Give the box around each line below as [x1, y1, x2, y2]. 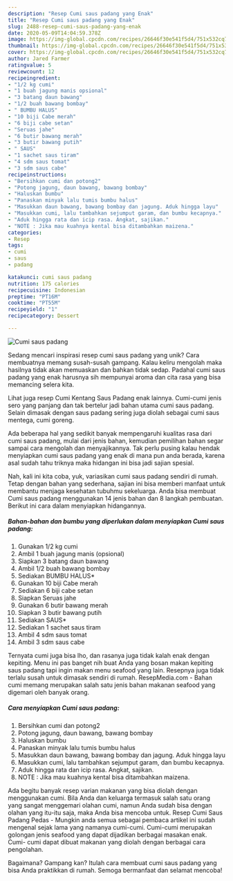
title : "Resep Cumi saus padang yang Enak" [8, 17, 136, 24]
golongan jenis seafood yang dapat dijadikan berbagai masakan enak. [8, 830, 207, 839]
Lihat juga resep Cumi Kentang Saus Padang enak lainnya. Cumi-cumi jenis [8, 393, 222, 402]
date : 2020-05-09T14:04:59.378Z [8, 29, 101, 37]
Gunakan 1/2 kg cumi [17, 542, 78, 551]
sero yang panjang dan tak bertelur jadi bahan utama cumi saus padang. [8, 401, 214, 409]
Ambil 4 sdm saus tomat [17, 630, 87, 639]
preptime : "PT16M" [8, 293, 61, 300]
